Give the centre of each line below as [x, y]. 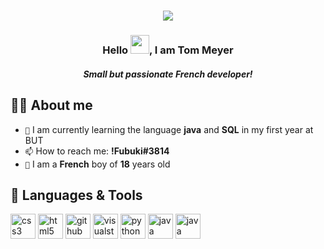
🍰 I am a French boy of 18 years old [97, 164]
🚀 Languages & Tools [76, 195]
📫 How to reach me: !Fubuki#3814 [97, 151]
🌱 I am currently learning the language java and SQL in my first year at [169, 129]
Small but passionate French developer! [168, 74]
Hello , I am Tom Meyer [168, 50]
